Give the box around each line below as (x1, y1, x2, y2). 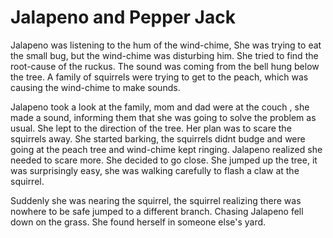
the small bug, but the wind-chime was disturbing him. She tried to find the (10, 49, 319, 61)
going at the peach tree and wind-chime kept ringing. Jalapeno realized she (10, 143, 323, 155)
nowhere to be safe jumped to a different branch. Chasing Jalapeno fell (10, 205, 304, 217)
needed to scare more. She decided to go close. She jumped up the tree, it (10, 154, 318, 166)
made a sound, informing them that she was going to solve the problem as (10, 111, 317, 123)
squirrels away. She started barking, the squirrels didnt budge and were (10, 132, 306, 145)
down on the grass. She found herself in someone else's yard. (10, 216, 267, 228)
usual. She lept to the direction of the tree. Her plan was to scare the (10, 122, 292, 134)
